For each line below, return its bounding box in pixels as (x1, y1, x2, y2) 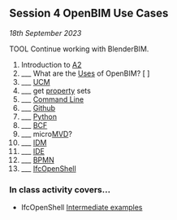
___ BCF (20, 120, 48, 130)
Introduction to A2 (20, 59, 82, 69)
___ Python (20, 112, 58, 121)
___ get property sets (20, 86, 92, 95)
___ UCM (20, 77, 51, 86)
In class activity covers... (9, 183, 111, 195)
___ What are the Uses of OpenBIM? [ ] (20, 68, 150, 78)
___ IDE (20, 146, 45, 156)
